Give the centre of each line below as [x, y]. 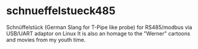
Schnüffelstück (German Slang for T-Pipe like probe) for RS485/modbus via [99, 27]
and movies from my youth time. [46, 40]
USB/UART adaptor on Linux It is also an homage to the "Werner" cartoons [98, 33]
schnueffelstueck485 [61, 11]
